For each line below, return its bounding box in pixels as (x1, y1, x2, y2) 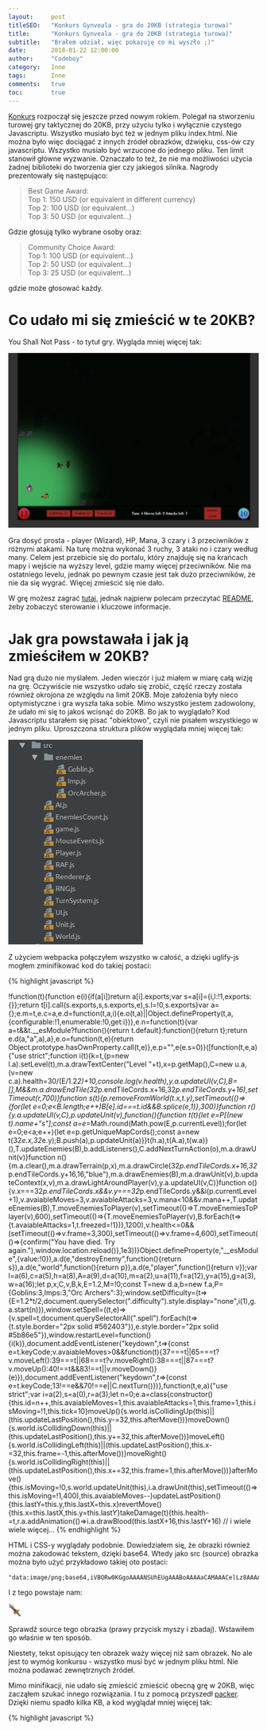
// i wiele (222, 1517, 252, 1526)
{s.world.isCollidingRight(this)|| (8, 1458, 110, 1467)
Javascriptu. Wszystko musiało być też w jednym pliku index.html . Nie (8, 128, 238, 138)
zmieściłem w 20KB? (8, 647, 149, 665)
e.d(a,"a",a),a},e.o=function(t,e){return (8, 1034, 134, 1043)
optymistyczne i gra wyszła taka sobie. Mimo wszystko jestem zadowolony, (8, 699, 256, 708)
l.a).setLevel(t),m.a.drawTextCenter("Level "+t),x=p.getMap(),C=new (8, 1059, 234, 1069)
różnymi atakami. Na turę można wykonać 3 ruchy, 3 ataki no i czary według (8, 544, 258, 554)
